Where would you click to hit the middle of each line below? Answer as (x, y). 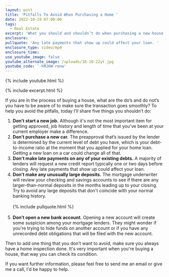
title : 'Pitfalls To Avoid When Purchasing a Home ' (62, 15)
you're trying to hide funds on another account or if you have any (80, 228)
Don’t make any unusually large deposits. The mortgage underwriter (85, 174)
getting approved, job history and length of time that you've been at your (88, 126)
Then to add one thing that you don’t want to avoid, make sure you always (82, 244)
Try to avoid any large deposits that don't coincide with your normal (83, 191)
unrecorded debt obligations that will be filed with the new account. (82, 234)
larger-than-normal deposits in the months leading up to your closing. (85, 186)
